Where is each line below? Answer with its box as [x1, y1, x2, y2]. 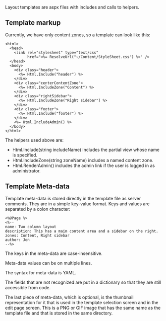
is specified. [12, 152, 38, 158]
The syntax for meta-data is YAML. [5, 269, 77, 275]
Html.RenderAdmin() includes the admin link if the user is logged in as [12, 162, 155, 168]
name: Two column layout [5, 224, 56, 229]
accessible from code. [5, 284, 51, 290]
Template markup [5, 18, 61, 27]
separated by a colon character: [5, 206, 70, 212]
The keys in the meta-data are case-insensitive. [5, 250, 103, 256]
